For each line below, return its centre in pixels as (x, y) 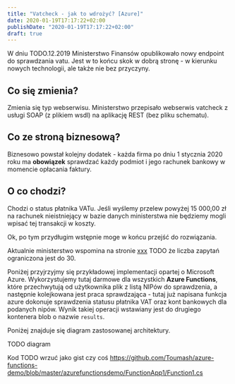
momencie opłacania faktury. (49, 169)
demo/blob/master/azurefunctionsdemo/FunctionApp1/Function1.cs (105, 372)
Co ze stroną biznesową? (64, 137)
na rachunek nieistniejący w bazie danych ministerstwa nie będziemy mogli (117, 216)
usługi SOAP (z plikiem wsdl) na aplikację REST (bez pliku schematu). (108, 115)
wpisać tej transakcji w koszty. (52, 223)
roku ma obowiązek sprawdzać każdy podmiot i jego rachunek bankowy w (116, 161)
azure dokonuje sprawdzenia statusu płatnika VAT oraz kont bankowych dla (117, 302)
